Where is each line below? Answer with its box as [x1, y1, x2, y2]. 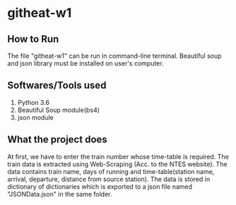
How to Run [7, 33, 59, 45]
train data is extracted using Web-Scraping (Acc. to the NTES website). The [7, 160, 228, 168]
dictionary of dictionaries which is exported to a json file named [7, 182, 193, 191]
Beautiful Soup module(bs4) [17, 106, 100, 114]
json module [17, 113, 54, 121]
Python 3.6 [17, 98, 49, 106]
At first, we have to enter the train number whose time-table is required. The [7, 152, 230, 161]
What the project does [7, 134, 107, 146]
